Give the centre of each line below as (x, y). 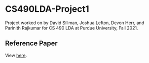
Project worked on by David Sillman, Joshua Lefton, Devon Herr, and (75, 23)
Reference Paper (31, 44)
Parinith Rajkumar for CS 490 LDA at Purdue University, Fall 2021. (72, 28)
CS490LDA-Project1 (47, 9)
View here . (16, 55)
